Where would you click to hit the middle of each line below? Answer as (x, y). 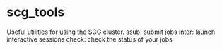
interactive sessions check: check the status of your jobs (89, 39)
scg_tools (36, 12)
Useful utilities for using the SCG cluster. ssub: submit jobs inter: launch (111, 32)
